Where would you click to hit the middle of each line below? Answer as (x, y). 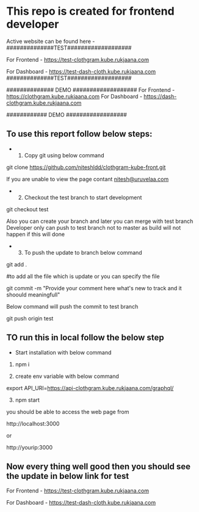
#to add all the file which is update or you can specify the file (83, 276)
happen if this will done (36, 234)
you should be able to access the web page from (68, 412)
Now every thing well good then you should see (99, 466)
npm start (27, 400)
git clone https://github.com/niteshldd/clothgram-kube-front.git (86, 167)
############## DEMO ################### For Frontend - (91, 89)
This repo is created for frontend (91, 11)
